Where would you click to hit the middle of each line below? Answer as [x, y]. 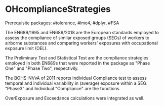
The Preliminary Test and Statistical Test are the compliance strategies [77, 57]
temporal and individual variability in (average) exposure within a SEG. [76, 83]
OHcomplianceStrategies [58, 9]
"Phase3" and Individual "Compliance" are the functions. [63, 88]
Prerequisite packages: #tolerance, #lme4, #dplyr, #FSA [62, 23]
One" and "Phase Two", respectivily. [42, 68]
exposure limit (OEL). [26, 48]
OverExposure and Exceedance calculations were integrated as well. [75, 98]
